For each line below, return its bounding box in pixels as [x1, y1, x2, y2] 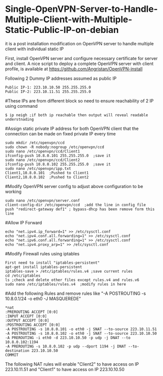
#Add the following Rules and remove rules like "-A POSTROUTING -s [5, 290, 146, 296]
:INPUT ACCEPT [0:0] [5, 313, 48, 318]
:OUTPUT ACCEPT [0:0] [5, 318, 50, 323]
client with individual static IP [5, 46, 64, 52]
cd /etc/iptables [5, 273, 41, 278]
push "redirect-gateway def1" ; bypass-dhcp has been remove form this [5, 207, 155, 212]
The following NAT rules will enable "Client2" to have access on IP [5, 361, 139, 367]
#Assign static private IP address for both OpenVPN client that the [5, 125, 139, 131]
